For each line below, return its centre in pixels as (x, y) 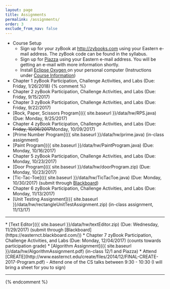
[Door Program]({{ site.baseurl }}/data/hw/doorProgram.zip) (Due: (81, 167)
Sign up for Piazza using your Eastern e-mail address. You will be (88, 59)
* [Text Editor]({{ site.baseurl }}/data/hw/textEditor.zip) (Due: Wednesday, (82, 224)
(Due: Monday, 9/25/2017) (40, 118)
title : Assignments (26, 15)
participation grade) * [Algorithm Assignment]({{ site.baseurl (68, 246)
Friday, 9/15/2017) (31, 97)
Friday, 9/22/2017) (32, 108)
